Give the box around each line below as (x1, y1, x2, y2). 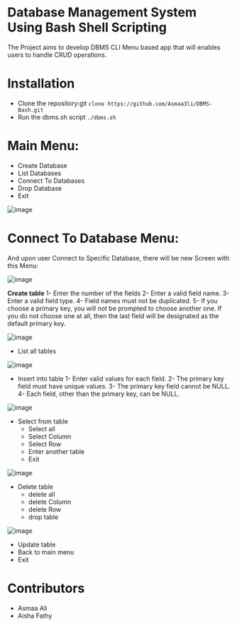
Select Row (28, 439, 62, 448)
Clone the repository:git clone (17, 99, 105, 107)
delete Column (28, 497, 72, 506)
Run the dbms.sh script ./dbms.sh (17, 112, 116, 121)
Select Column (28, 432, 72, 441)
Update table (17, 540, 56, 549)
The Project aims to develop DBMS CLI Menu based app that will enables (7, 43, 221, 51)
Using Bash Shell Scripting (7, 19, 167, 36)
